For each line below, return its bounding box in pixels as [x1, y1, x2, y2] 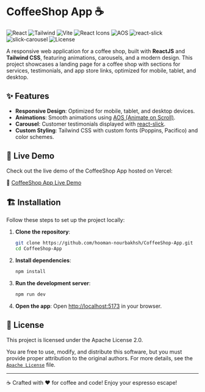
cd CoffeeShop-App [15, 246, 62, 252]
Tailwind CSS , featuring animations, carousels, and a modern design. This [6, 54, 193, 61]
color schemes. [15, 133, 54, 140]
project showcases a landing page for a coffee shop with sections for [6, 60, 181, 68]
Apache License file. [6, 361, 56, 368]
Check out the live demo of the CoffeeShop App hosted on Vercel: [6, 167, 173, 174]
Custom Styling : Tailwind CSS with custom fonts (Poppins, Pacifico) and [15, 126, 198, 134]
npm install [15, 269, 46, 275]
